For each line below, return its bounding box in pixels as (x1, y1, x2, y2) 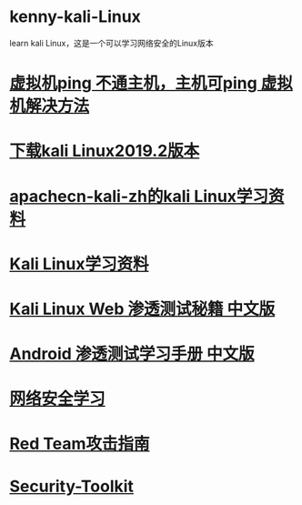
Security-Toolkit (9, 476, 135, 497)
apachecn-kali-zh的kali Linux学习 (9, 186, 269, 207)
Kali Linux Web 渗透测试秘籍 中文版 (9, 298, 276, 319)
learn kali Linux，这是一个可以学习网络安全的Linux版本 (9, 37, 214, 48)
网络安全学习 (9, 389, 106, 409)
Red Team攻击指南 (9, 434, 150, 454)
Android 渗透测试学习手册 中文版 (9, 344, 255, 365)
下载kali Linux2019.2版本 (9, 141, 200, 161)
